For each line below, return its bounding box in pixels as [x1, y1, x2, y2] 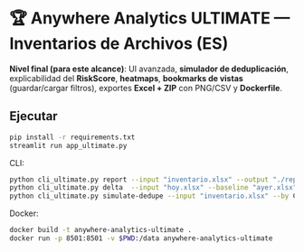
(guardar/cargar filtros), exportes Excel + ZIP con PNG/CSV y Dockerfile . [9, 82, 283, 93]
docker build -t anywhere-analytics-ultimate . [9, 226, 193, 235]
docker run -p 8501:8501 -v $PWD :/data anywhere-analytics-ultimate [9, 234, 273, 243]
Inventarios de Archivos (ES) [9, 33, 229, 54]
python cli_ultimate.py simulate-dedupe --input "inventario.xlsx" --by [9, 191, 290, 201]
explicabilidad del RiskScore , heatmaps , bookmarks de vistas [9, 72, 244, 83]
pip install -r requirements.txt [9, 133, 136, 142]
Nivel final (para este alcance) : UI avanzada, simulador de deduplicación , [9, 63, 290, 74]
